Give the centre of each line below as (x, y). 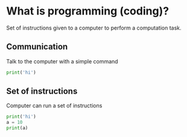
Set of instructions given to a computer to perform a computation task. (94, 28)
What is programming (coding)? (88, 11)
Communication (37, 47)
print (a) (17, 128)
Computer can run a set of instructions (54, 106)
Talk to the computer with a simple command (62, 61)
